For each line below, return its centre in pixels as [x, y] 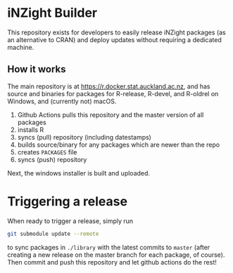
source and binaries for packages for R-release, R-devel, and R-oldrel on [113, 93]
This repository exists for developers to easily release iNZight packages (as [117, 32]
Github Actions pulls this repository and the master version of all [111, 114]
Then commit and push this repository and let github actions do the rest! [112, 262]
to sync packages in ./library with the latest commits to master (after [109, 247]
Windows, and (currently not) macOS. [62, 101]
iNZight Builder [52, 13]
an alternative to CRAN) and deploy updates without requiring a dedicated [114, 39]
